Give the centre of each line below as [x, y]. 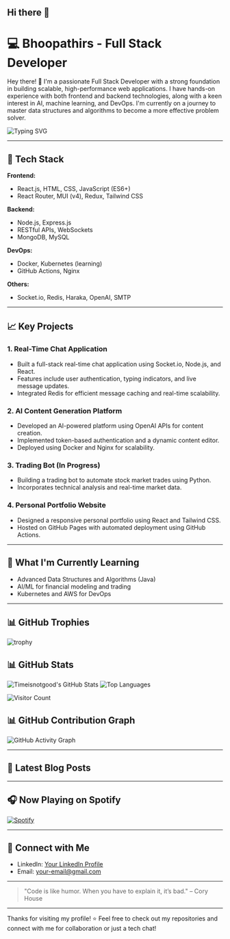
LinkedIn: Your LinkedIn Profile [60, 864]
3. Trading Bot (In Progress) [54, 465]
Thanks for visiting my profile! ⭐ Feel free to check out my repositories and [112, 918]
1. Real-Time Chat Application [57, 349]
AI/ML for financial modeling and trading [74, 587]
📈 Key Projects [40, 326]
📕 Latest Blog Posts [49, 768]
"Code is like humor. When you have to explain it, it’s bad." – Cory [116, 891]
